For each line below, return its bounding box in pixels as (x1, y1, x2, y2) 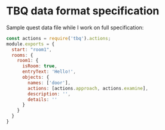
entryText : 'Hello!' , (22, 69, 77, 75)
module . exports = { (6, 41, 55, 47)
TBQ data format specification (6, 4, 160, 18)
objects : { (22, 75, 50, 81)
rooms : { (11, 52, 33, 58)
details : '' (27, 97, 58, 103)
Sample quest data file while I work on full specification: (6, 24, 144, 31)
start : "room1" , (11, 47, 52, 52)
